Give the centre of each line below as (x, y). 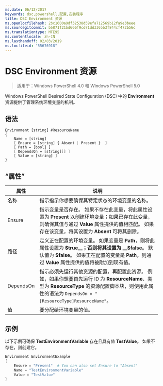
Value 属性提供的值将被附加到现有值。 (89, 263)
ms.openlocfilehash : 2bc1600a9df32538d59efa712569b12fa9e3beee (70, 23)
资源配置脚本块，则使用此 (120, 286)
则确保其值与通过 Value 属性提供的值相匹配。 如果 (97, 224)
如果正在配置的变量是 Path (106, 255)
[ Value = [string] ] (35, 156)
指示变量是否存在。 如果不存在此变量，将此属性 (94, 210)
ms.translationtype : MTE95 (32, 32)
